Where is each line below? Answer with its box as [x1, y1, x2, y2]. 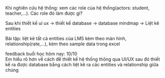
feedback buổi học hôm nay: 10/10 [5, 51, 77, 57]
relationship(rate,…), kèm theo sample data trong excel [5, 41, 120, 47]
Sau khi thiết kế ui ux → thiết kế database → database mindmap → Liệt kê [5, 20, 159, 26]
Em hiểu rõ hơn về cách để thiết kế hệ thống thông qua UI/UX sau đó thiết [5, 56, 160, 62]
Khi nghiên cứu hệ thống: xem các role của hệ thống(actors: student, [5, 5, 150, 11]
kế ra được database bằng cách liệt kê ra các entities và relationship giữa [5, 62, 159, 67]
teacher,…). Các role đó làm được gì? [5, 10, 83, 16]
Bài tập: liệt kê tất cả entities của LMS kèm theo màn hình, [5, 36, 127, 41]
